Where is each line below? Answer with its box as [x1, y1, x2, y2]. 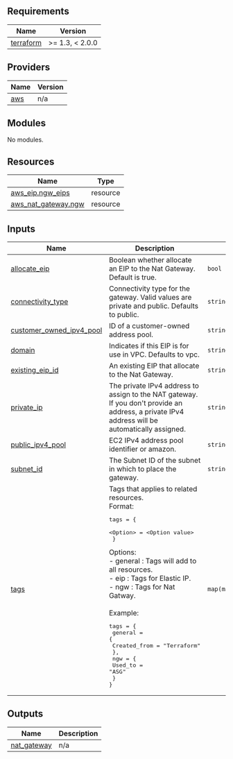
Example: [108, 608, 139, 618]
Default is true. [108, 273, 157, 282]
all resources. [108, 565, 153, 574]
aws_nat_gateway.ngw [10, 199, 85, 209]
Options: [108, 547, 137, 557]
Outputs [7, 708, 44, 720]
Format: [108, 502, 134, 511]
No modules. [7, 135, 44, 144]
